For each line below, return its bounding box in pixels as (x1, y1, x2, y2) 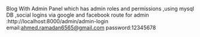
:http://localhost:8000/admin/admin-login (6, 18, 109, 24)
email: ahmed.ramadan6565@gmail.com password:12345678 (6, 24, 156, 31)
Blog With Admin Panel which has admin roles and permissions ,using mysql (6, 5, 195, 12)
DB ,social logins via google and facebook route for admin (6, 11, 150, 18)
